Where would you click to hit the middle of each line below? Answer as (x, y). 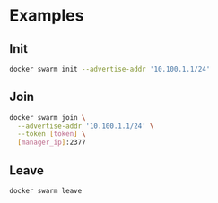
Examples (47, 16)
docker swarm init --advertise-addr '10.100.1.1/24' (110, 69)
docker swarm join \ (48, 117)
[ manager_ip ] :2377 (52, 143)
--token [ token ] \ (52, 134)
